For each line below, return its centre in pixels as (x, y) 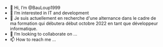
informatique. (24, 29)
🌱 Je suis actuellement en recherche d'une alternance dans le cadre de (83, 18)
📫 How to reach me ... (33, 39)
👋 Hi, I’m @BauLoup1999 (35, 8)
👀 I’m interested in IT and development (49, 13)
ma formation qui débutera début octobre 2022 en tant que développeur (84, 23)
